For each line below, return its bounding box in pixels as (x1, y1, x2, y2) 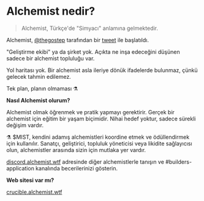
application (6, 164, 35, 172)
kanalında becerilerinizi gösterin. (36, 164, 118, 172)
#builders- (165, 158, 192, 166)
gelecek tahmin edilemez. (6, 73, 72, 80)
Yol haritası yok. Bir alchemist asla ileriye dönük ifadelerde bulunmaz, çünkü (6, 66, 198, 74)
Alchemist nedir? (6, 4, 96, 18)
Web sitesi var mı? (6, 176, 55, 184)
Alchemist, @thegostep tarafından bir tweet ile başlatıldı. (6, 36, 149, 43)
